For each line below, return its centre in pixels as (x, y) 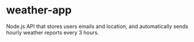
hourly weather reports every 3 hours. (53, 32)
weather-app (39, 10)
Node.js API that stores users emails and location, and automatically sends (97, 26)
